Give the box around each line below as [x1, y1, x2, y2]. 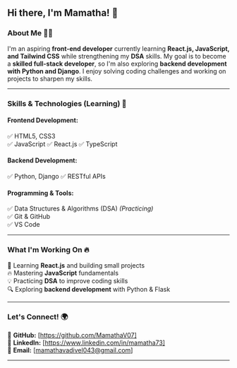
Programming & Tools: [7, 189, 74, 197]
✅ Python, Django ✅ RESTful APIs [7, 172, 106, 181]
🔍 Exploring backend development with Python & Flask [7, 285, 171, 293]
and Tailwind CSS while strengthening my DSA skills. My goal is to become [7, 52, 227, 60]
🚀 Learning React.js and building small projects [7, 261, 145, 269]
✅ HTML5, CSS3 [7, 131, 56, 140]
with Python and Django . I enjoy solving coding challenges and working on [7, 66, 226, 75]
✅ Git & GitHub [7, 213, 51, 221]
